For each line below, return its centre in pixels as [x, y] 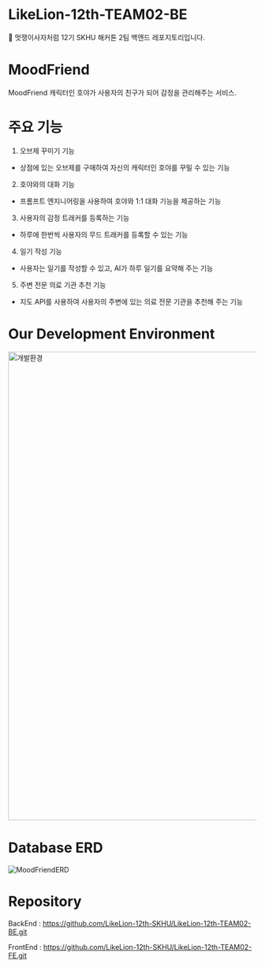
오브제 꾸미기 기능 [47, 151]
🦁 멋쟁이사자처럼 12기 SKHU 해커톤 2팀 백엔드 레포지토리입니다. [107, 37]
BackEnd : [24, 923]
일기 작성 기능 [41, 251]
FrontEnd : [25, 947]
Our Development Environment [112, 334]
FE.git [18, 955]
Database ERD [56, 848]
